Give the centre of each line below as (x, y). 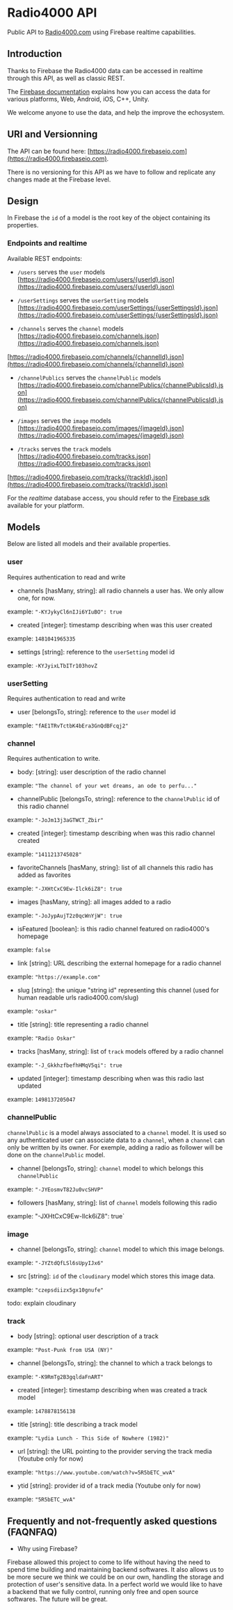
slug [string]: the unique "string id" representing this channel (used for (118, 990)
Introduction (35, 54)
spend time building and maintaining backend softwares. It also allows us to (115, 1570)
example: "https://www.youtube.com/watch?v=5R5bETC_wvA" (91, 1472)
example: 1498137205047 (41, 1100)
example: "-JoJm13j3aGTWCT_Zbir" (56, 820)
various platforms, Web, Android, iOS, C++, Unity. (78, 99)
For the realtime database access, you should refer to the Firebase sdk (109, 498)
